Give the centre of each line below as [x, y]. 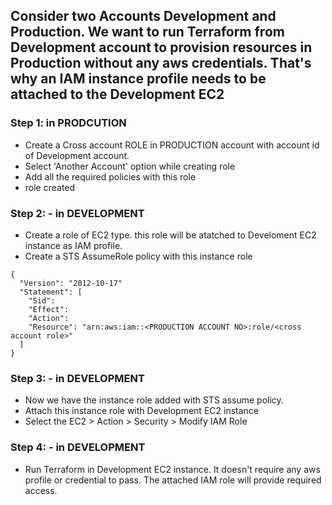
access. [41, 490]
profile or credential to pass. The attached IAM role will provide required [173, 480]
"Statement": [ [51, 292]
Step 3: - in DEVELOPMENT [77, 378]
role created [50, 187]
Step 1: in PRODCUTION [68, 123]
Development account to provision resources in [161, 47]
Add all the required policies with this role [110, 176]
